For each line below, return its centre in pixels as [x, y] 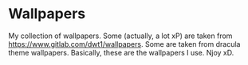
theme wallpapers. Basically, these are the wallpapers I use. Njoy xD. [121, 52]
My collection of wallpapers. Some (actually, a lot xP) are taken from [120, 36]
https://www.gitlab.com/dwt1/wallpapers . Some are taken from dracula [124, 44]
